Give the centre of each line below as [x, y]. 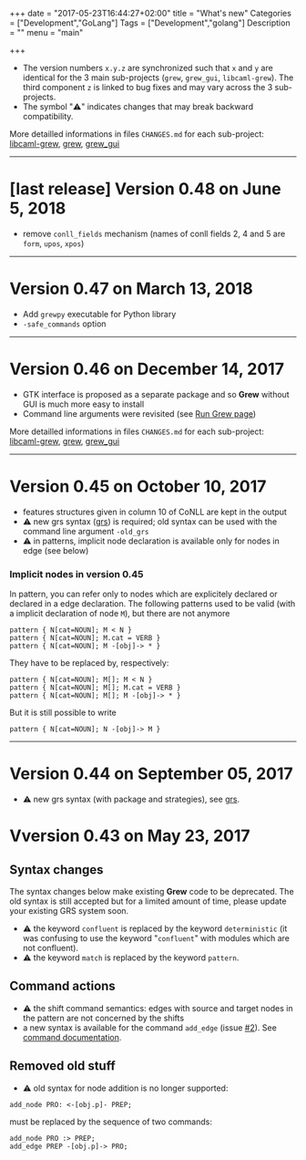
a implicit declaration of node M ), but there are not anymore [120, 614]
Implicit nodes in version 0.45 [76, 574]
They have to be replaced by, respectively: [89, 663]
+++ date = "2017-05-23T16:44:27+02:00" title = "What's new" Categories [150, 13]
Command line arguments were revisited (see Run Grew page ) [139, 413]
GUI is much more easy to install [83, 404]
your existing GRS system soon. [69, 910]
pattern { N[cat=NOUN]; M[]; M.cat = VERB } [95, 688]
